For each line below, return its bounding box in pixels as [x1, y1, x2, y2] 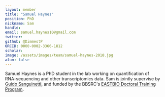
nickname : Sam [5, 21, 34, 26]
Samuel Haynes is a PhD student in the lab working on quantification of [5, 71, 149, 76]
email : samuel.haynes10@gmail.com [5, 30, 76, 35]
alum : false [5, 57, 30, 62]
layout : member [5, 7, 36, 12]
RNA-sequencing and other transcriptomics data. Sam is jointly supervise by [5, 76, 160, 82]
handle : [5, 25, 21, 30]
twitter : [5, 35, 23, 40]
